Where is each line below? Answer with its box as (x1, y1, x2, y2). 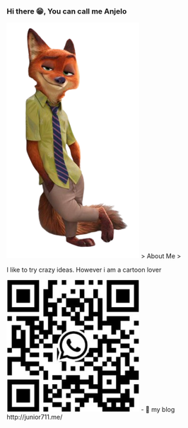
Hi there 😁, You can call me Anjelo (6, 6, 127, 16)
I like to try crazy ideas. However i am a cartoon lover (6, 265, 162, 274)
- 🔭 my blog (140, 405, 175, 414)
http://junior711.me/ (6, 413, 63, 422)
